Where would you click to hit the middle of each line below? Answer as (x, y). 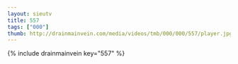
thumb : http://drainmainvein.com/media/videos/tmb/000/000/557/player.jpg (120, 33)
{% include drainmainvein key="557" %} (66, 53)
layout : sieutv (30, 14)
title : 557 (23, 20)
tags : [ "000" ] (28, 27)
